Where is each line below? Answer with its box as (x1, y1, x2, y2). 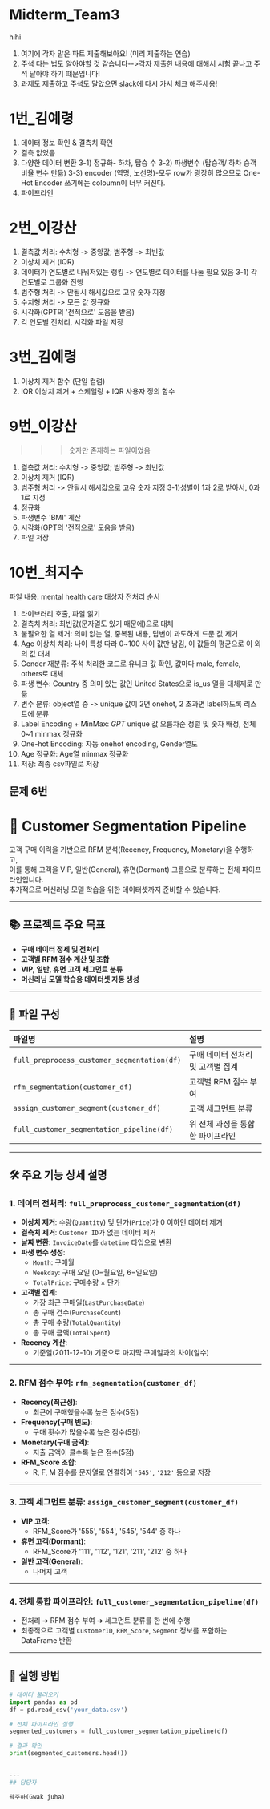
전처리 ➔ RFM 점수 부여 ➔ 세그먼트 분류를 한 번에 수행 (20, 1616, 191, 1625)
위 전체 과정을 (188, 1118, 239, 1129)
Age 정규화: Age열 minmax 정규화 (20, 749, 129, 758)
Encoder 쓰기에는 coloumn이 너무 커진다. (34, 178, 166, 188)
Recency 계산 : (20, 1338, 67, 1347)
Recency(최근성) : (20, 1397, 79, 1407)
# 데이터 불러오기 (9, 1690, 59, 1698)
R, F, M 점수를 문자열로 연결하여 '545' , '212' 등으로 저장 (32, 1467, 212, 1476)
